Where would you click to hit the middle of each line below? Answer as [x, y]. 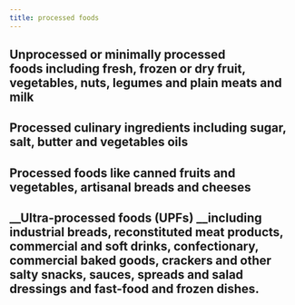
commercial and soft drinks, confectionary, [134, 246]
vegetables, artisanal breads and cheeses [130, 187]
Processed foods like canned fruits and [123, 173]
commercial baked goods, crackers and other [141, 261]
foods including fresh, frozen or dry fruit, [128, 69]
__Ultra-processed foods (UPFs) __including [136, 218]
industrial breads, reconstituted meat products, [147, 232]
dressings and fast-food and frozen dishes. [135, 289]
